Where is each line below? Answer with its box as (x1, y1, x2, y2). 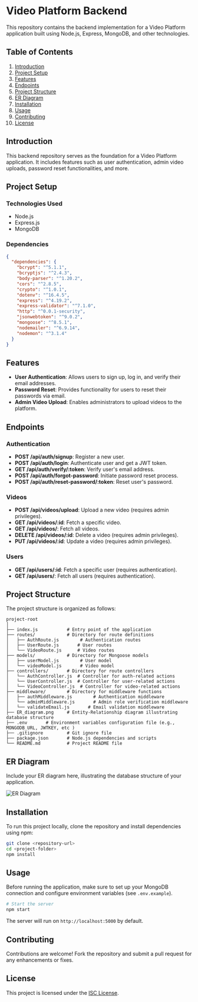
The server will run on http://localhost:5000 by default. (6, 918, 143, 925)
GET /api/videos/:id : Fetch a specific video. (14, 519, 122, 526)
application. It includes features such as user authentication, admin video (6, 158, 184, 165)
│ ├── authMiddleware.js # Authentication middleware (6, 694, 165, 700)
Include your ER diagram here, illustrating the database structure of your (6, 772, 181, 779)
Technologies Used (6, 199, 63, 207)
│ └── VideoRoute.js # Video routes (6, 648, 115, 653)
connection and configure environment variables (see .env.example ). (6, 890, 173, 897)
